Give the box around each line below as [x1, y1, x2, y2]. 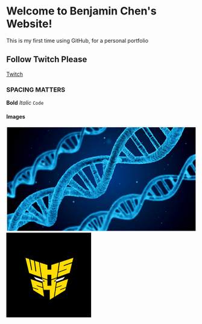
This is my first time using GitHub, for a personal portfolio [6, 37, 149, 44]
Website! [6, 17, 52, 31]
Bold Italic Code [6, 99, 44, 107]
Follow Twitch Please [6, 54, 87, 64]
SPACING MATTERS [6, 86, 66, 94]
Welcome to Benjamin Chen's [6, 4, 157, 18]
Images [6, 113, 25, 120]
